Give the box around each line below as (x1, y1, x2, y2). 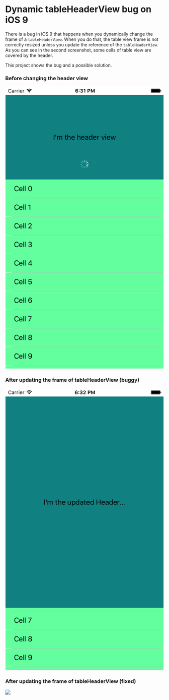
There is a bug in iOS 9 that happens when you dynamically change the (5, 31, 153, 37)
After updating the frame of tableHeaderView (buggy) (5, 376, 140, 383)
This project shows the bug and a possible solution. (5, 62, 112, 68)
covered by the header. (5, 52, 54, 59)
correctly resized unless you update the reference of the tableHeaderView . (5, 41, 158, 47)
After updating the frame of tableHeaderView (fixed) (5, 678, 136, 685)
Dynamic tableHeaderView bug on (5, 4, 152, 15)
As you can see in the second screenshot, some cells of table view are (5, 47, 152, 53)
